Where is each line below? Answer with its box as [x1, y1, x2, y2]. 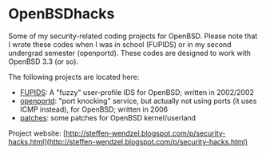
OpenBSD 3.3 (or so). [8, 57, 78, 66]
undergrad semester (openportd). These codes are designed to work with [8, 48, 252, 57]
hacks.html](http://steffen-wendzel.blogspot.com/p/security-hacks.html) [8, 136, 248, 146]
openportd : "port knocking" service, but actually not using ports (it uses [19, 96, 257, 105]
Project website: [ [8, 128, 66, 138]
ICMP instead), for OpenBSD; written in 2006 [19, 105, 169, 114]
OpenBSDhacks [8, 5, 115, 23]
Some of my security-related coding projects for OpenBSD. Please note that [8, 31, 258, 41]
